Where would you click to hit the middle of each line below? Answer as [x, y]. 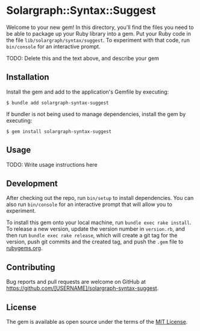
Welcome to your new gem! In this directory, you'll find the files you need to [100, 27]
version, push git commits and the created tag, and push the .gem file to [95, 242]
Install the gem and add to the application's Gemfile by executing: [88, 92]
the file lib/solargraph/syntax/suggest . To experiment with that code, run [98, 40]
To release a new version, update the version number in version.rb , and [96, 229]
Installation [28, 77]
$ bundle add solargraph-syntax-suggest [58, 103]
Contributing [31, 267]
